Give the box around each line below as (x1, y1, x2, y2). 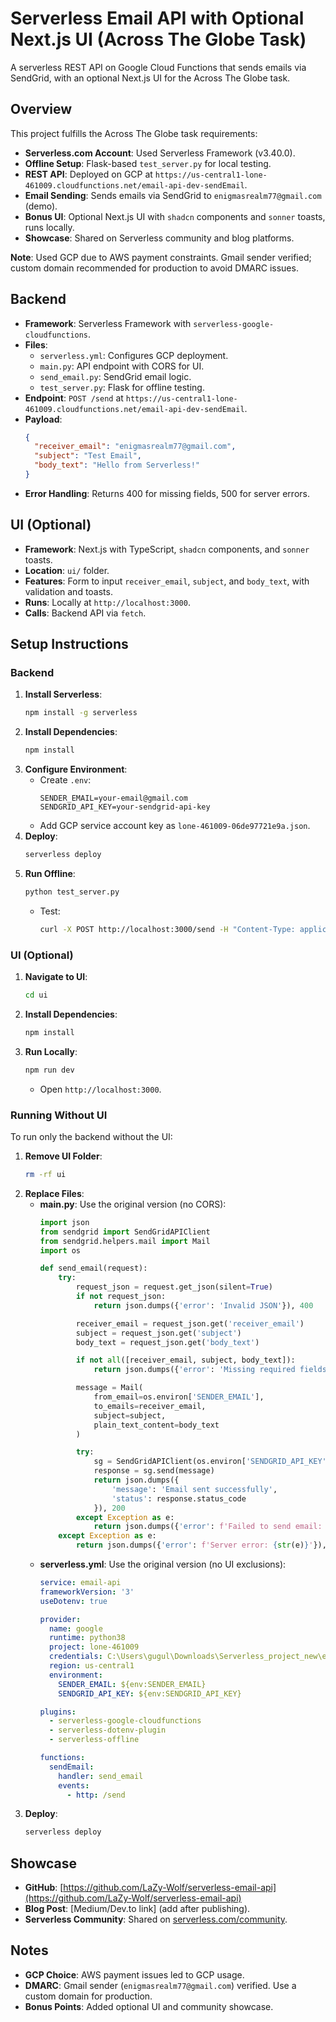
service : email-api (39, 1578, 122, 1588)
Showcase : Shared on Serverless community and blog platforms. (24, 232, 295, 244)
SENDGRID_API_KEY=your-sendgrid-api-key (39, 802, 211, 812)
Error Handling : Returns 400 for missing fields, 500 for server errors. (24, 487, 310, 499)
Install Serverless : (24, 688, 103, 701)
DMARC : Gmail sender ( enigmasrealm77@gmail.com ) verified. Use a (24, 1979, 297, 1991)
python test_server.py (24, 887, 120, 897)
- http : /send (66, 1790, 126, 1800)
